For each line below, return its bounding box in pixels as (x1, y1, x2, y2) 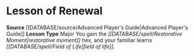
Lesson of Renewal (6, 4, 103, 18)
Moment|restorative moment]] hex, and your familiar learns (6, 36, 153, 43)
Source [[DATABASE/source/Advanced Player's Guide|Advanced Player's (6, 24, 188, 31)
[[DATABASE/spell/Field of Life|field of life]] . (6, 43, 115, 50)
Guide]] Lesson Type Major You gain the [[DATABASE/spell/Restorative (6, 30, 183, 37)
